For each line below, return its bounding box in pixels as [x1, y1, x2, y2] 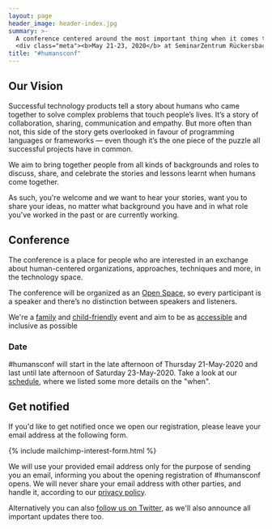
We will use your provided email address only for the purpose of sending [8, 461, 251, 471]
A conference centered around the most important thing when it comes [15, 34, 259, 43]
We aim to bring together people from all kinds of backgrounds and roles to [8, 160, 259, 169]
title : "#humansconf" [8, 49, 82, 58]
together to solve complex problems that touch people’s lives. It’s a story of [8, 109, 259, 119]
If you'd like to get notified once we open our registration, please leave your [8, 421, 261, 431]
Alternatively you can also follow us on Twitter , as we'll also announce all [8, 503, 251, 513]
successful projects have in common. [8, 143, 134, 154]
